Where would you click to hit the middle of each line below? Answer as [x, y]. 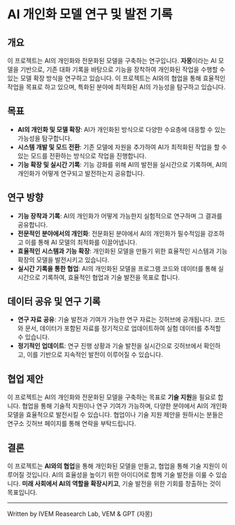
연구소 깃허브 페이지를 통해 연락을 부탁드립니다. [72, 424]
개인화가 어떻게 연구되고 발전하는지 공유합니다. [81, 173]
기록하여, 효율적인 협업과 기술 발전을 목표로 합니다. [111, 277]
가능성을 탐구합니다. [44, 138]
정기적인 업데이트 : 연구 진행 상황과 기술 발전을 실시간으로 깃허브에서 [110, 346]
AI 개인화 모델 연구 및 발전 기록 [90, 14]
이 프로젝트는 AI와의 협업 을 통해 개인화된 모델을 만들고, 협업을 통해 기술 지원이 [114, 466]
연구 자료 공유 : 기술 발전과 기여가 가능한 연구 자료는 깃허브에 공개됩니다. [115, 319]
